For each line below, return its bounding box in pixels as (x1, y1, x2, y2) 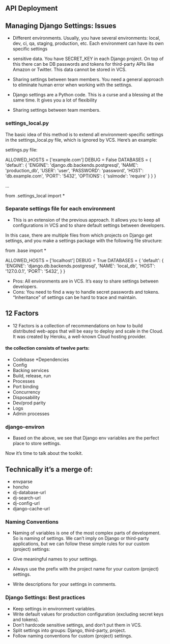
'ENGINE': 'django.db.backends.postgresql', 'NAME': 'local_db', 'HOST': (5, 263, 155, 269)
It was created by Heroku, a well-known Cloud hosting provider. (12, 333, 147, 340)
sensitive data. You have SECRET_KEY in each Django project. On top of (12, 56, 164, 62)
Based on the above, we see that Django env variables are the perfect (12, 435, 159, 441)
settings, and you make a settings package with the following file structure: (5, 237, 163, 244)
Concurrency (12, 389, 41, 395)
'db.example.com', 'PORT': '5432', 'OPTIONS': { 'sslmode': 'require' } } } (5, 173, 156, 179)
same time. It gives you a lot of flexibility (12, 97, 98, 104)
